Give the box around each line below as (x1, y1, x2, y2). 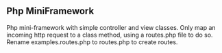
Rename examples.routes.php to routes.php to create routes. (6, 37, 178, 46)
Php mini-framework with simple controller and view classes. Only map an (6, 23, 217, 31)
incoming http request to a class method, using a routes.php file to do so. (6, 31, 213, 39)
